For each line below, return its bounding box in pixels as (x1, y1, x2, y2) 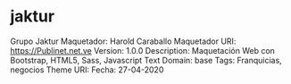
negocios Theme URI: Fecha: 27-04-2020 (10, 64, 164, 75)
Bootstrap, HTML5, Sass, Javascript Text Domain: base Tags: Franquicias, (10, 55, 282, 65)
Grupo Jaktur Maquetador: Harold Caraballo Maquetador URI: (10, 36, 237, 46)
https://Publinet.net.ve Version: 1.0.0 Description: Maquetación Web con (10, 45, 276, 55)
